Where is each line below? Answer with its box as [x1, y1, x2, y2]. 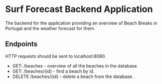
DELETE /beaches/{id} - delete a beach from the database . [12, 73, 135, 79]
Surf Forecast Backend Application [5, 3, 153, 15]
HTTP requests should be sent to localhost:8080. [5, 53, 106, 59]
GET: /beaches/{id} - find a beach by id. [12, 68, 95, 74]
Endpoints [5, 40, 38, 48]
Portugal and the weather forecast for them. [5, 25, 96, 31]
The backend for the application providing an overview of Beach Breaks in [5, 20, 158, 26]
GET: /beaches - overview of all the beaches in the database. [12, 62, 139, 68]
